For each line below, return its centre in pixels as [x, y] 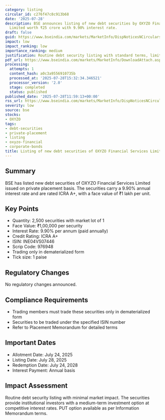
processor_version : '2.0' [36, 83]
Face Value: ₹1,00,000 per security [47, 226]
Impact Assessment [36, 386]
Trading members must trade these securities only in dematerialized [81, 312]
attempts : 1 [22, 69]
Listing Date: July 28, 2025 [40, 360]
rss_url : [14, 101]
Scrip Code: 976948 [33, 247]
